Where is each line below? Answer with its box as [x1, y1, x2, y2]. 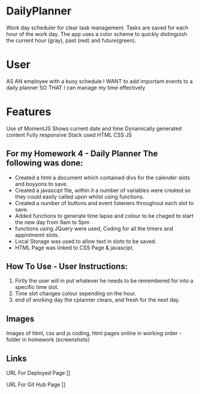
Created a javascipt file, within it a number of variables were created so [14, 187, 191, 194]
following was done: [6, 158, 84, 169]
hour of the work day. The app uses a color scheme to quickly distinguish [6, 30, 187, 37]
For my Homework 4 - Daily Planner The [6, 149, 158, 159]
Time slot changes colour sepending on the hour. [14, 290, 137, 297]
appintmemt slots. [14, 231, 60, 238]
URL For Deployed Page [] [6, 369, 71, 377]
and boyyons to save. [14, 180, 68, 187]
